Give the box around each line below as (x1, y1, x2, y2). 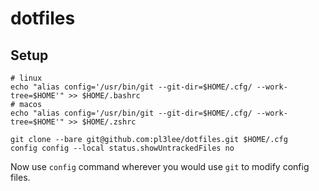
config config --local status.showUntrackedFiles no (10, 143, 235, 153)
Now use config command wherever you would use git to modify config (10, 161, 310, 172)
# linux (10, 73, 43, 83)
